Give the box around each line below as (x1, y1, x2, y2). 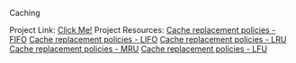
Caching (9, 8, 40, 18)
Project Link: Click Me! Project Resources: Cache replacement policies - (9, 25, 276, 35)
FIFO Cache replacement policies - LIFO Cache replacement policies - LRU (9, 35, 287, 44)
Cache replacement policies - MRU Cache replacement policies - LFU (9, 43, 268, 54)
